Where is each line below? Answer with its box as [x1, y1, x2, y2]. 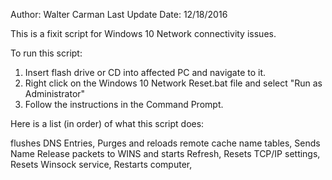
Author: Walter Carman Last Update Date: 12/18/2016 [10, 9, 228, 20]
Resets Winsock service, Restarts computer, [10, 159, 193, 170]
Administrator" [24, 88, 86, 99]
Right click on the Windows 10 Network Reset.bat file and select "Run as [24, 77, 323, 89]
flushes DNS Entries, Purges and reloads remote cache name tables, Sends [10, 137, 321, 149]
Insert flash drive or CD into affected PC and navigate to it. [24, 67, 267, 78]
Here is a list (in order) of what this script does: [10, 118, 205, 129]
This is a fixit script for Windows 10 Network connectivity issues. [10, 28, 277, 39]
